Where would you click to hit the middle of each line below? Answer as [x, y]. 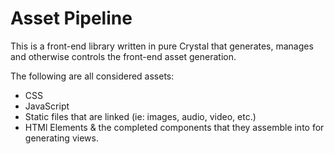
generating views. [61, 138]
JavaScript [47, 106]
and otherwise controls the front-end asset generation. [123, 56]
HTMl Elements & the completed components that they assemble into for [174, 127]
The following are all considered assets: [92, 76]
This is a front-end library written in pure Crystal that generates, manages [162, 46]
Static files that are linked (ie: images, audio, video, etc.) [140, 116]
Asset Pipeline [71, 18]
